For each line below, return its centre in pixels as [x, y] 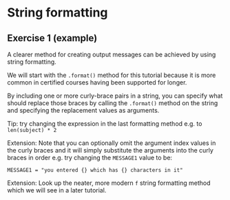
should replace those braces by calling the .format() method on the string [113, 103]
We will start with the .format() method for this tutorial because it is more [112, 75]
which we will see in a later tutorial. [57, 190]
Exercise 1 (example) [52, 38]
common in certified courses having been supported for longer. [97, 82]
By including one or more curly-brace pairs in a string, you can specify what [115, 96]
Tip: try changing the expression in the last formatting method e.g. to [105, 124]
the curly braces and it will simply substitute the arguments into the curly [110, 150]
